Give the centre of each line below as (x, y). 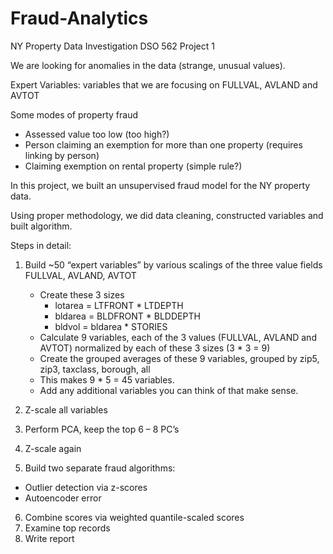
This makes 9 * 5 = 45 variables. (107, 379)
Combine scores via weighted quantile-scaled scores (134, 517)
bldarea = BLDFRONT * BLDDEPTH (127, 316)
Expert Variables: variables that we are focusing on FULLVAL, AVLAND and (164, 84)
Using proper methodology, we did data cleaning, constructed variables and (167, 215)
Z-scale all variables (66, 409)
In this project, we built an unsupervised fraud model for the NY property (160, 185)
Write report (49, 538)
